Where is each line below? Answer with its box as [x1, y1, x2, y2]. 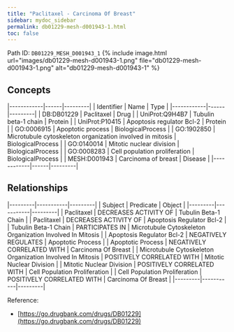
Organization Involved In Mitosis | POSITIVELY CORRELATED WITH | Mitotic [7, 252, 225, 261]
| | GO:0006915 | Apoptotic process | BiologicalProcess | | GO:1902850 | [7, 125, 216, 133]
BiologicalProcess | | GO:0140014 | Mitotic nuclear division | [7, 140, 180, 148]
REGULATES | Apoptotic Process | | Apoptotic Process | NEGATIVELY [7, 238, 207, 246]
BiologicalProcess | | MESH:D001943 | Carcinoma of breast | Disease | [7, 154, 210, 163]
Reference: [7, 296, 39, 304]
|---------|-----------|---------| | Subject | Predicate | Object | [7, 201, 186, 209]
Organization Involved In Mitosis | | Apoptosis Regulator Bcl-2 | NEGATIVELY [7, 230, 227, 238]
